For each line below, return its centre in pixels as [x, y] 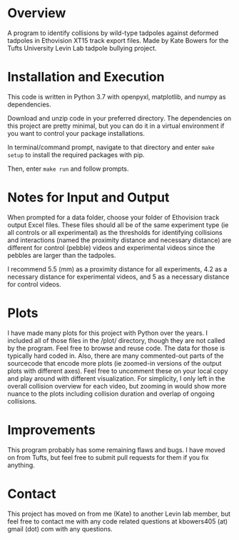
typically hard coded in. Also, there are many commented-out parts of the [116, 356]
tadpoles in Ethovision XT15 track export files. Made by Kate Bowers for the [118, 40]
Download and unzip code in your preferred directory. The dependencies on [119, 118]
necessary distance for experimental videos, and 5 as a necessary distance [118, 276]
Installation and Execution [86, 77]
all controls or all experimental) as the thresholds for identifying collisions [115, 232]
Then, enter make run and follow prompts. [68, 169]
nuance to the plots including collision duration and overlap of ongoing [111, 394]
